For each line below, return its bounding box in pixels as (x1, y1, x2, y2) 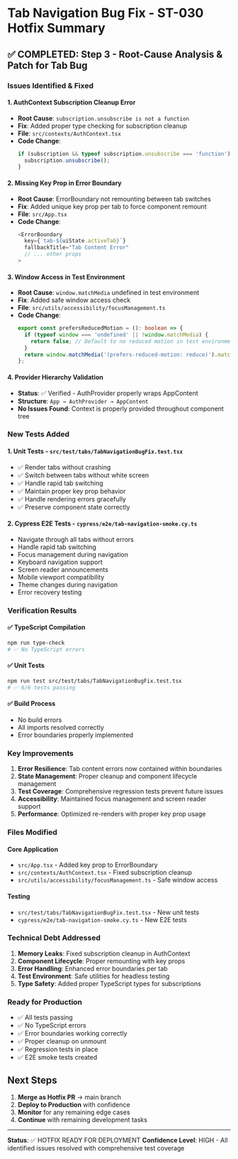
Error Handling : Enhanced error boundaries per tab (17, 964, 168, 972)
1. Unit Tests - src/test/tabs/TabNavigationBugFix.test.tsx (7, 447, 183, 455)
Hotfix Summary (7, 20, 106, 36)
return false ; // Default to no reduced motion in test (30, 338, 199, 345)
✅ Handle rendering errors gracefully (17, 494, 126, 503)
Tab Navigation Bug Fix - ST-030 (7, 5, 204, 21)
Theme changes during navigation (17, 580, 118, 589)
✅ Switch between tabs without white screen (17, 470, 149, 479)
